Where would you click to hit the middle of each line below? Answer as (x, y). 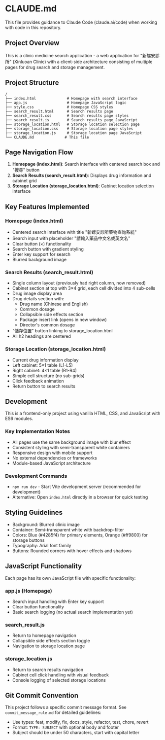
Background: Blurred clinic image (46, 524)
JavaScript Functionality (44, 566)
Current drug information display (45, 360)
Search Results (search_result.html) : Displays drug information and (82, 176)
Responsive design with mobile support (52, 453)
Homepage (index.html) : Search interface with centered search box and (86, 164)
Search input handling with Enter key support (58, 601)
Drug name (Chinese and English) (54, 304)
